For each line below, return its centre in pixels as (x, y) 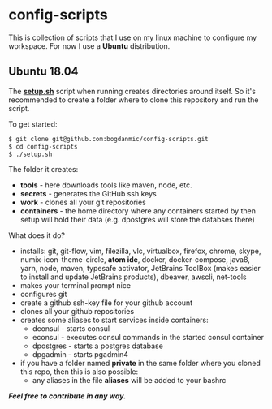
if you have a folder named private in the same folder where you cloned (140, 364)
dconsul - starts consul (71, 329)
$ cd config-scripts (43, 146)
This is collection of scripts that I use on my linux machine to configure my (133, 37)
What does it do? (37, 235)
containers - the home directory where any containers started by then (138, 211)
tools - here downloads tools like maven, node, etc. (106, 185)
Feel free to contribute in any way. (67, 396)
